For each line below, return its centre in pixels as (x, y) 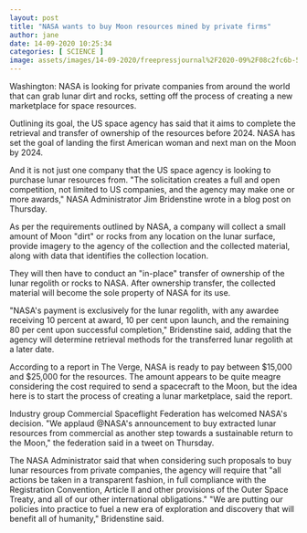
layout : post (34, 18)
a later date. (32, 349)
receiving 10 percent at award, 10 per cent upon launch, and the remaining (149, 320)
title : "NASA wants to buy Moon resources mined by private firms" (141, 26)
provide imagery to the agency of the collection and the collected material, (150, 246)
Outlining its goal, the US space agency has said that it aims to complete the (153, 123)
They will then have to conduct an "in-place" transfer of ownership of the (147, 273)
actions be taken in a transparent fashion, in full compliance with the (138, 480)
